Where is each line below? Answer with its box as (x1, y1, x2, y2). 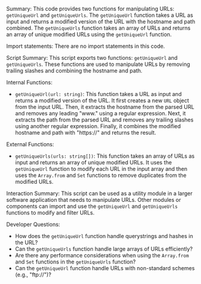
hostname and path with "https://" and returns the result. (14, 129, 156, 136)
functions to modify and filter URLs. (6, 209, 95, 216)
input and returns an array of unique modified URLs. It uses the (14, 159, 172, 166)
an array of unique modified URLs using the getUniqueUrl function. (6, 31, 172, 38)
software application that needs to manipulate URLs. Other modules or (6, 196, 181, 203)
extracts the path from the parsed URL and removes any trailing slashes (14, 116, 194, 123)
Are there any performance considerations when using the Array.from (14, 252, 189, 259)
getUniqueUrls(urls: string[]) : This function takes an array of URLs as (14, 152, 195, 160)
